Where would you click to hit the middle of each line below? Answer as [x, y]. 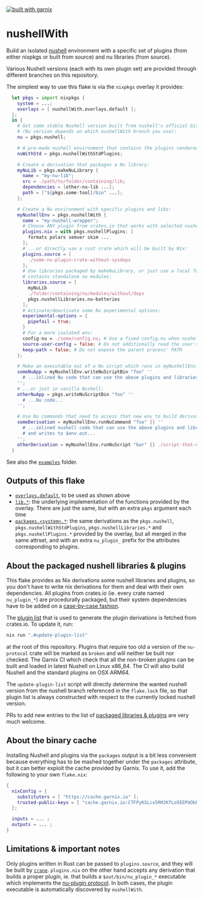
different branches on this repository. [53, 75]
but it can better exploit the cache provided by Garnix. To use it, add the [96, 768]
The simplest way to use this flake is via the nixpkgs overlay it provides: [95, 86]
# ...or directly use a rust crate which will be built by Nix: [105, 248]
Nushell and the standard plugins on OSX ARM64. [68, 673]
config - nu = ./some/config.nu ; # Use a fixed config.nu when [101, 339]
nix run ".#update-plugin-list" [47, 635]
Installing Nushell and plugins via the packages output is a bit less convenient [101, 755]
